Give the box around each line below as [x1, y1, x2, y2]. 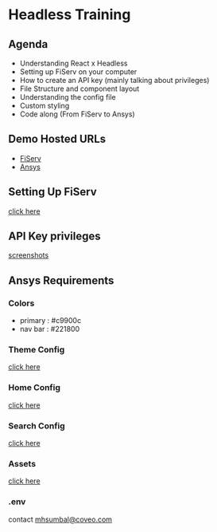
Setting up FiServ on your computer [19, 67, 138, 77]
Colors [8, 298, 35, 309]
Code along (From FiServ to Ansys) [19, 109, 135, 119]
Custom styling [19, 101, 70, 110]
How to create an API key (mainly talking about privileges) [19, 76, 210, 85]
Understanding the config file [19, 93, 117, 101]
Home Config [8, 382, 61, 393]
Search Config [8, 420, 65, 432]
